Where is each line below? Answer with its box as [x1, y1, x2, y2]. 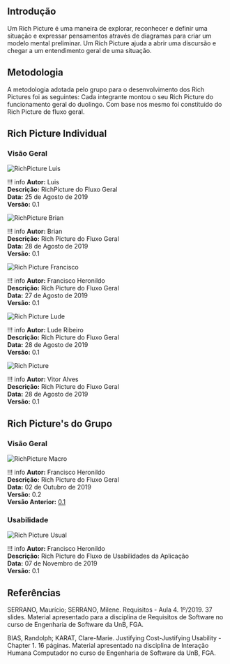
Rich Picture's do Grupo [7, 418, 113, 429]
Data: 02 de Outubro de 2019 [7, 483, 92, 491]
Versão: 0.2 [7, 490, 42, 499]
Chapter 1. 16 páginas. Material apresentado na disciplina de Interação [7, 642, 209, 650]
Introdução [7, 6, 56, 17]
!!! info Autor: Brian [7, 227, 63, 236]
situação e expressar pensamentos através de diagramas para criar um [7, 31, 212, 40]
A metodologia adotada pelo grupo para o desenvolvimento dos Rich [7, 85, 205, 94]
